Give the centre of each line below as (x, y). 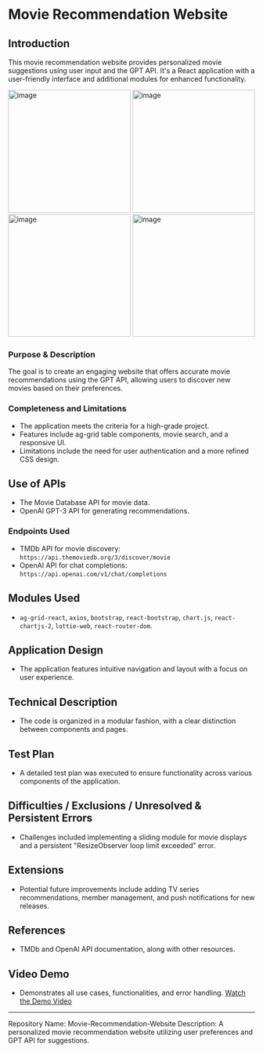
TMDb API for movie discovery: (70, 548)
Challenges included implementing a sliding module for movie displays (133, 837)
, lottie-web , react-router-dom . (102, 625)
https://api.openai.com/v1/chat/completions (93, 574)
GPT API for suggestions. (49, 1040)
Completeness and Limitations (67, 408)
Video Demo (39, 974)
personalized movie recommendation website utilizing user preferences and (130, 1032)
